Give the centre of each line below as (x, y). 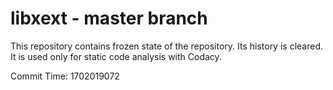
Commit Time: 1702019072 (65, 76)
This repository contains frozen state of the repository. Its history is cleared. (166, 46)
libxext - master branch (109, 18)
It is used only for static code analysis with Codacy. (116, 56)
